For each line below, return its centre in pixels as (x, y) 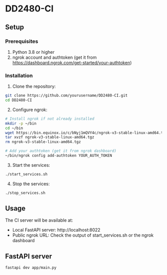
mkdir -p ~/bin (21, 123)
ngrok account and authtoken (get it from (54, 57)
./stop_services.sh (25, 193)
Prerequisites (22, 41)
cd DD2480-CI (19, 100)
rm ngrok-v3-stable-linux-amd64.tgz (43, 142)
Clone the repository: (34, 86)
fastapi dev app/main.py (31, 268)
